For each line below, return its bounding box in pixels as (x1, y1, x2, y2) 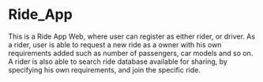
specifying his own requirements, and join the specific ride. (8, 65, 201, 74)
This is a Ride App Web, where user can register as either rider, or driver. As (8, 32, 255, 41)
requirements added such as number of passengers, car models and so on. (8, 48, 254, 58)
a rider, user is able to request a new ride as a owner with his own (8, 39, 222, 49)
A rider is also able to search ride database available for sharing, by (8, 57, 227, 66)
